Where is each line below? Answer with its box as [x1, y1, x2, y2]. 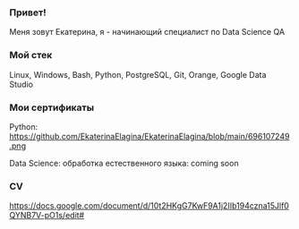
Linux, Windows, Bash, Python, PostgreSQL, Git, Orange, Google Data [9, 69, 267, 80]
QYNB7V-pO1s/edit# [9, 210, 85, 221]
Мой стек [9, 49, 53, 62]
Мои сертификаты [9, 101, 95, 114]
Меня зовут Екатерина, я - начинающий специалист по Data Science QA [9, 27, 285, 38]
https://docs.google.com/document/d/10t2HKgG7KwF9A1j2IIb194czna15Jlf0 [9, 200, 289, 211]
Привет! [9, 6, 47, 19]
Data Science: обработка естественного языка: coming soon [9, 157, 239, 168]
